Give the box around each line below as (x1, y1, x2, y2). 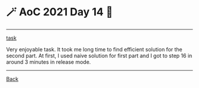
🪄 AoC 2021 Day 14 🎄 (6, 5, 113, 19)
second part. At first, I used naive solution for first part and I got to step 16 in (6, 52, 192, 59)
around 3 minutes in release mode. (6, 58, 91, 66)
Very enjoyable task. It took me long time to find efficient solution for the (6, 45, 182, 53)
